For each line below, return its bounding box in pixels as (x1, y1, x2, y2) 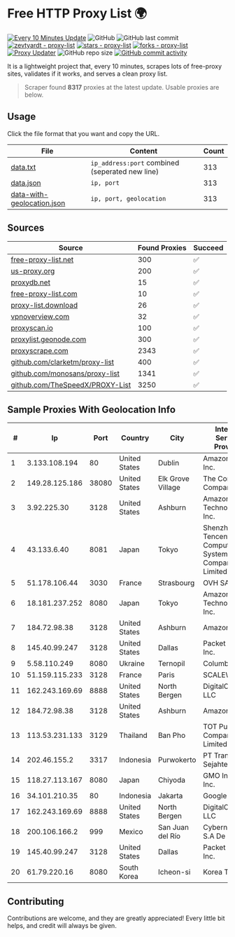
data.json (10, 178, 41, 188)
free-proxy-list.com (10, 289, 78, 299)
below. (24, 90, 44, 99)
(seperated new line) (90, 166, 159, 176)
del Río (157, 831, 180, 841)
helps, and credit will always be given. (7, 922, 117, 930)
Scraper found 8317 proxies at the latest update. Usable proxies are (24, 83, 220, 91)
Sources (7, 222, 45, 234)
